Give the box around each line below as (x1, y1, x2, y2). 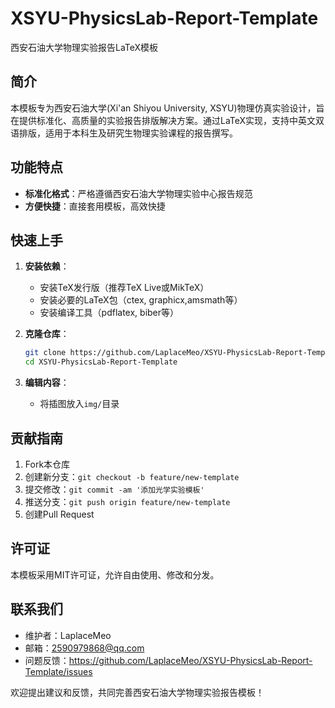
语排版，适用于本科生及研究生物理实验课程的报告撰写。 (10, 127, 238, 139)
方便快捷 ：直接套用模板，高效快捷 (24, 200, 166, 212)
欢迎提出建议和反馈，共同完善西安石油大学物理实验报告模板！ (10, 686, 265, 698)
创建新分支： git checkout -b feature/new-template (24, 470, 240, 482)
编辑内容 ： (24, 377, 70, 389)
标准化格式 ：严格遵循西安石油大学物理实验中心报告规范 (24, 187, 253, 199)
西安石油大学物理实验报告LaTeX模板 (10, 41, 159, 53)
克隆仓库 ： (24, 328, 70, 340)
